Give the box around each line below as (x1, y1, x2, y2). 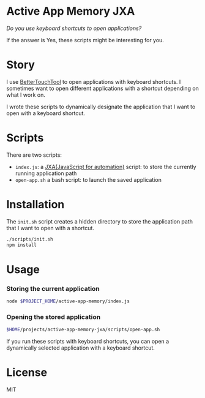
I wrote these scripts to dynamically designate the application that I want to (6, 103, 196, 110)
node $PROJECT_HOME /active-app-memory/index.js (6, 298, 130, 304)
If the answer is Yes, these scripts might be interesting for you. (6, 36, 164, 43)
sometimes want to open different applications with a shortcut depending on (6, 84, 199, 92)
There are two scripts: (6, 151, 62, 159)
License (6, 366, 48, 380)
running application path (15, 170, 77, 177)
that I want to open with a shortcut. (6, 224, 95, 231)
